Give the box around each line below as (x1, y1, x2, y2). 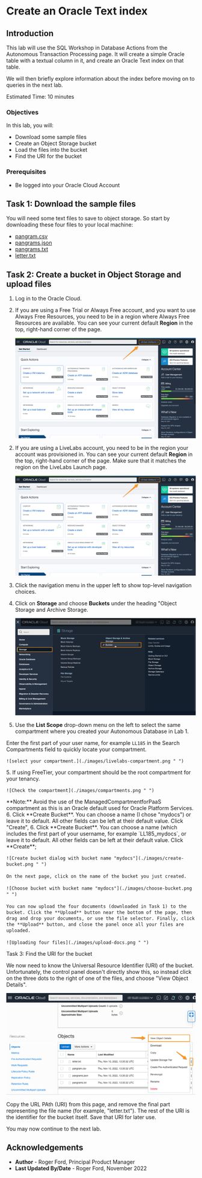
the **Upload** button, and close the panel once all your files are (6, 921, 185, 928)
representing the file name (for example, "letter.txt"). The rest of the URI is (6, 1107, 190, 1114)
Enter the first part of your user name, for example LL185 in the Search (6, 740, 180, 747)
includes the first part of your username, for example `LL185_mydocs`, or (6, 830, 186, 838)
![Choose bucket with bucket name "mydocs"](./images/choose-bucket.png (6, 885, 192, 892)
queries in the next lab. (6, 81, 63, 89)
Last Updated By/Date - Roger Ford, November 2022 (14, 1165, 147, 1172)
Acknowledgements (6, 1142, 84, 1153)
